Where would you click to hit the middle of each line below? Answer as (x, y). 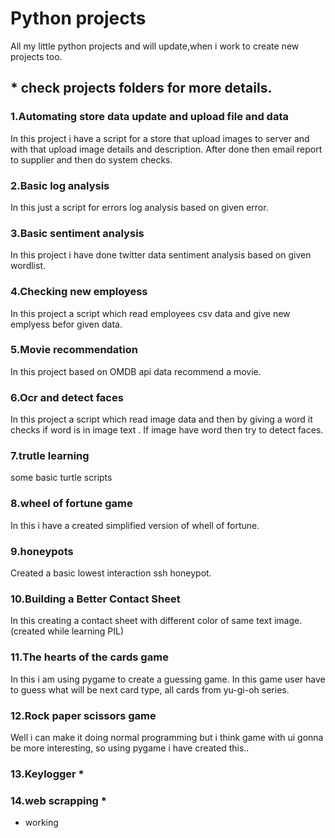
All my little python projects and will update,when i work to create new (155, 46)
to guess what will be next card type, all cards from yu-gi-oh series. (150, 689)
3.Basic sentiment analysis (77, 233)
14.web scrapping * (58, 800)
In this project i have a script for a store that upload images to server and (160, 138)
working (41, 823)
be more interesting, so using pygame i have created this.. (130, 748)
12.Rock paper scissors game (83, 715)
